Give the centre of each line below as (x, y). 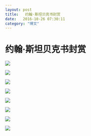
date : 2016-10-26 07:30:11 (35, 19)
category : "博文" (22, 23)
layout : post (19, 10)
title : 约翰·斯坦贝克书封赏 (33, 14)
